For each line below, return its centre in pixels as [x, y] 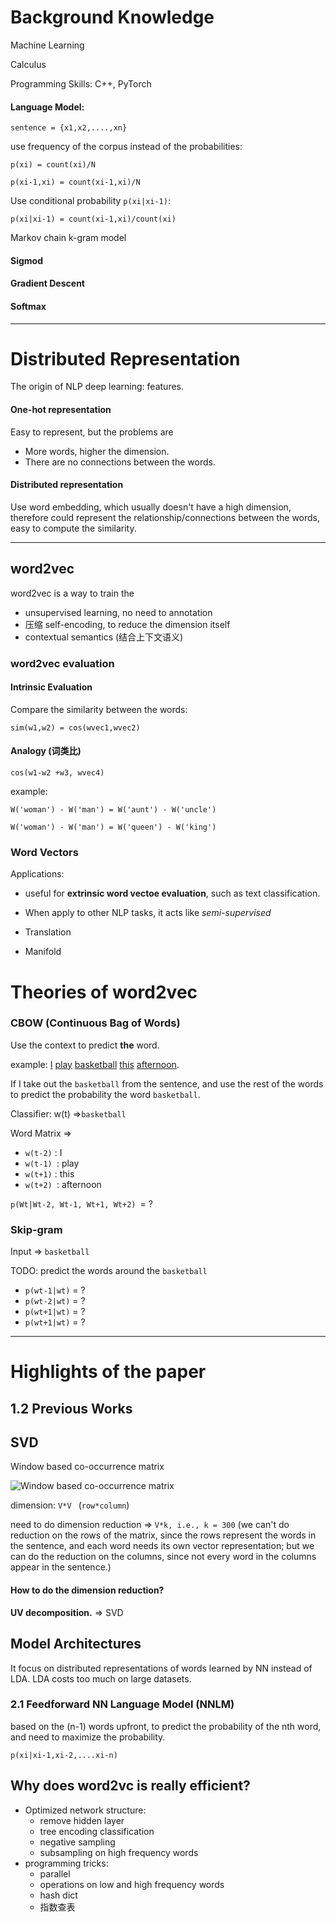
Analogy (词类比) [46, 751]
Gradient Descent [47, 283]
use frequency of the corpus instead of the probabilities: [126, 147]
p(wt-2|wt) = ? [55, 1301]
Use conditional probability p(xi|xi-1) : [90, 201]
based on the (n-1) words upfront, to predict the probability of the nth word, [166, 1726]
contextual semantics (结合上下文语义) [104, 637]
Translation [48, 932]
